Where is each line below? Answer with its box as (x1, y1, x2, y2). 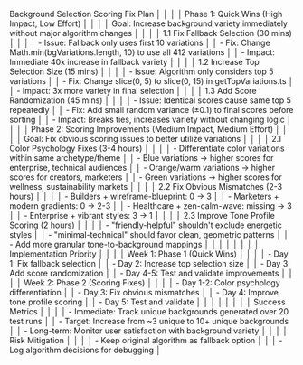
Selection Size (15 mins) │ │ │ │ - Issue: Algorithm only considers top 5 (9, 66, 274, 77)
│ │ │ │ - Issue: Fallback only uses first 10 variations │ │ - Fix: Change (9, 37, 270, 48)
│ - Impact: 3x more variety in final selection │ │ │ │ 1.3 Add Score (9, 86, 257, 96)
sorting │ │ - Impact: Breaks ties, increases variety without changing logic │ (9, 114, 292, 125)
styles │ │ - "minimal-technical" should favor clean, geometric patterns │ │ (9, 229, 289, 239)
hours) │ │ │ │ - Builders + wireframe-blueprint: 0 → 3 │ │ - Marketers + (9, 191, 279, 201)
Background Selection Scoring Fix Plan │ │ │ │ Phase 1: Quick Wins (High (9, 9, 283, 19)
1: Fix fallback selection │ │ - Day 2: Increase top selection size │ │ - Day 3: (9, 258, 291, 268)
